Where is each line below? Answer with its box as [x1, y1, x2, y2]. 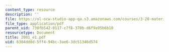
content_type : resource [5, 7, 55, 12]
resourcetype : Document [5, 30, 55, 35]
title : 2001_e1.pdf [5, 35, 46, 40]
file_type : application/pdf [5, 21, 64, 26]
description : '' [5, 12, 39, 17]
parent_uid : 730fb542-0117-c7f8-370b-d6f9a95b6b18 [5, 26, 114, 31]
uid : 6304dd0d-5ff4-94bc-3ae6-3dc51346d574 [5, 40, 98, 45]
